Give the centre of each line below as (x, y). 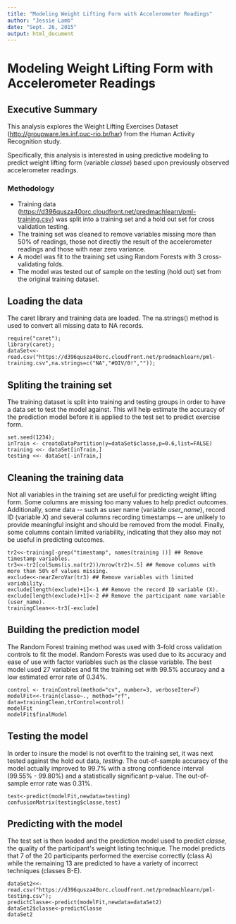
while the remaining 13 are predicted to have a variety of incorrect (103, 863)
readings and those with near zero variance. (81, 249)
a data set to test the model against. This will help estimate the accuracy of (116, 410)
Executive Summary (52, 109)
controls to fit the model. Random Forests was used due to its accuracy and (117, 654)
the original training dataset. (58, 279)
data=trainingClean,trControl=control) (66, 702)
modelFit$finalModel (38, 714)
